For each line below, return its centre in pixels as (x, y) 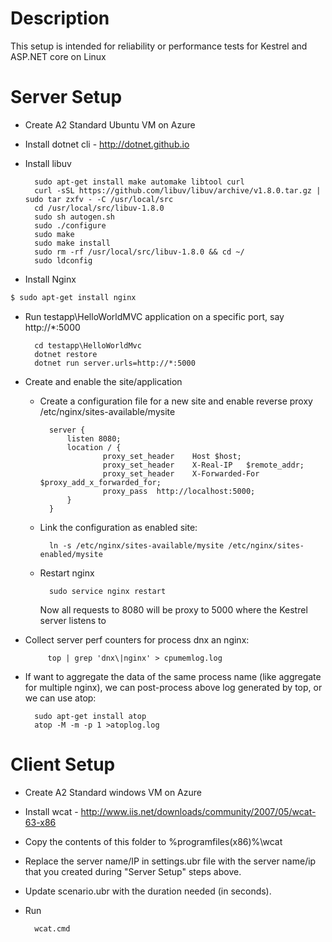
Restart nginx (67, 573)
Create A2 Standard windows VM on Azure (113, 792)
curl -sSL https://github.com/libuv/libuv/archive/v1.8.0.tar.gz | (178, 190)
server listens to (73, 620)
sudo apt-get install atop (90, 716)
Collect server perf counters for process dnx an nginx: (137, 639)
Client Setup (63, 764)
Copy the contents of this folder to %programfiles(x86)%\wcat (153, 841)
